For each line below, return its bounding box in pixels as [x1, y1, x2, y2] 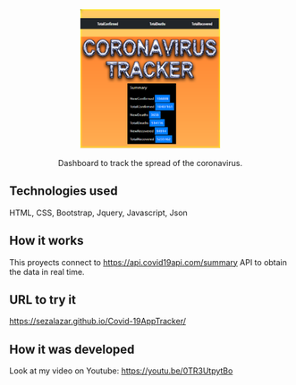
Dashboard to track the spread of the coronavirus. [57, 158, 243, 168]
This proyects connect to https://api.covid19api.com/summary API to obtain [9, 256, 288, 267]
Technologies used [9, 183, 118, 199]
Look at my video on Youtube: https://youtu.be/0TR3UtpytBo [9, 365, 233, 376]
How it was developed [9, 341, 135, 356]
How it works [9, 233, 84, 248]
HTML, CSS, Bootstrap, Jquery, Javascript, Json [9, 207, 188, 218]
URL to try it [9, 292, 76, 307]
